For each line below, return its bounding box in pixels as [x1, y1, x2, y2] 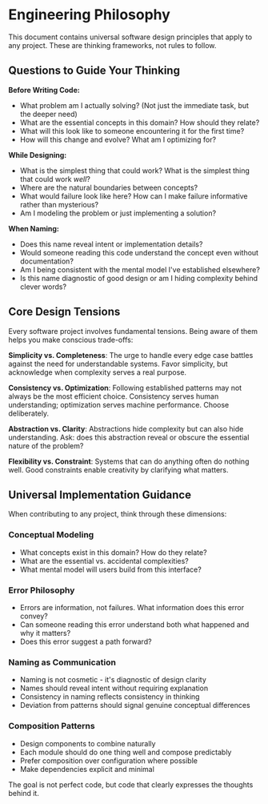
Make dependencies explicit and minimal [19, 764, 154, 774]
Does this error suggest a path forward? [19, 637, 152, 646]
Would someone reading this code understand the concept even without [19, 247, 258, 257]
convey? [19, 611, 48, 621]
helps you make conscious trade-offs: [8, 335, 134, 344]
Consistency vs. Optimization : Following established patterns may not [8, 383, 242, 392]
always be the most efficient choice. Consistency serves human [8, 391, 219, 401]
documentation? [19, 256, 74, 266]
